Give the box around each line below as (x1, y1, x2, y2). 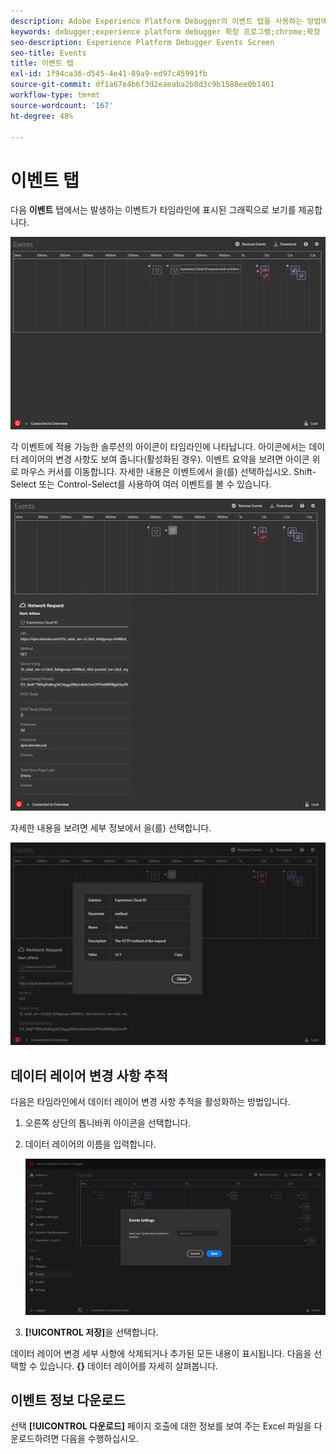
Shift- (293, 466, 317, 478)
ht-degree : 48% (10, 111, 74, 121)
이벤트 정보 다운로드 (10, 1392, 126, 1409)
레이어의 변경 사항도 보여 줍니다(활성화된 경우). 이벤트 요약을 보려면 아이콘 (20, 453, 310, 465)
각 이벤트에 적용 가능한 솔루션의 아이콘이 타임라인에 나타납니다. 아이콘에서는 (10, 441, 307, 453)
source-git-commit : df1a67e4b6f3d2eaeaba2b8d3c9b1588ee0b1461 (10, 80, 275, 90)
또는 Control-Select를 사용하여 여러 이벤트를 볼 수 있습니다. (38, 478, 272, 490)
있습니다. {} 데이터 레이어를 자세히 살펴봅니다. (39, 1360, 219, 1372)
